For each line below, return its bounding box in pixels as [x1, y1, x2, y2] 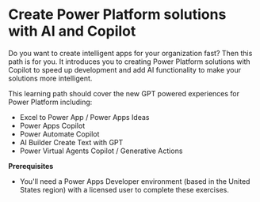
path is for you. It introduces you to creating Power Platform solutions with [8, 57, 251, 66]
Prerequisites [8, 161, 54, 170]
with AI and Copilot [8, 22, 136, 40]
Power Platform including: [8, 97, 93, 107]
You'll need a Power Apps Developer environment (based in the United [19, 176, 250, 186]
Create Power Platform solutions [8, 6, 227, 24]
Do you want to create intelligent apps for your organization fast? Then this [8, 48, 253, 58]
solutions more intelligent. [8, 73, 93, 83]
